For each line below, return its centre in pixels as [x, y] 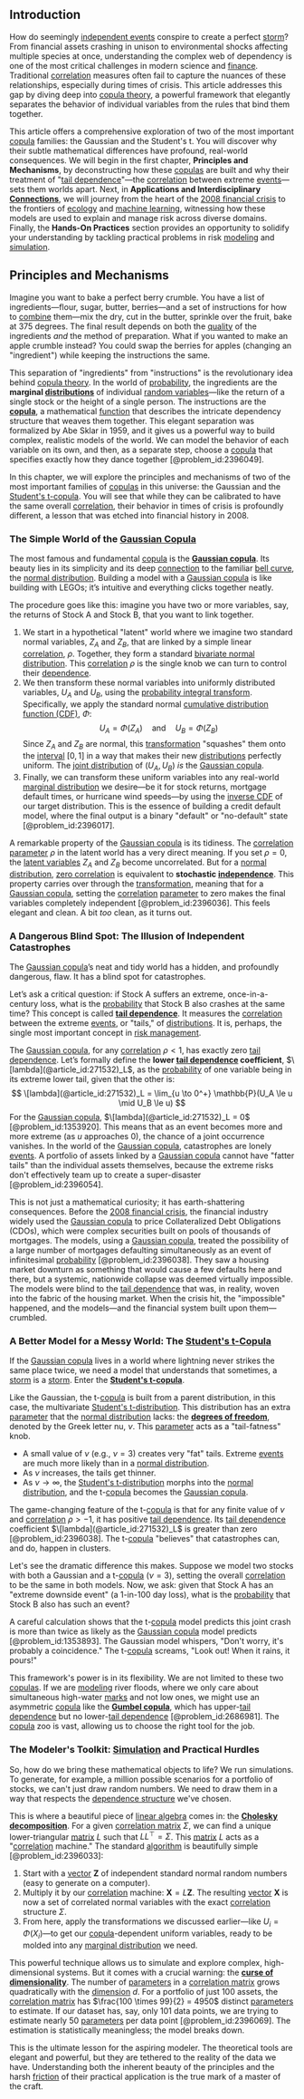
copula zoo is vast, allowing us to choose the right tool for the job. [132, 1727]
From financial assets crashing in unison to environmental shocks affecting [148, 46]
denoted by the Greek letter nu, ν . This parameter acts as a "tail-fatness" [145, 1427]
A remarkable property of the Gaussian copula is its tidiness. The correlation [152, 843]
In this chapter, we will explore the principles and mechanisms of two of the [150, 477]
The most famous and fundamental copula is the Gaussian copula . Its [139, 558]
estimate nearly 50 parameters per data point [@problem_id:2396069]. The [150, 2020]
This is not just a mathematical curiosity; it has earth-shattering [127, 1202]
